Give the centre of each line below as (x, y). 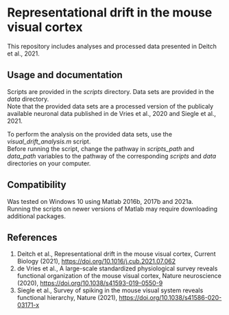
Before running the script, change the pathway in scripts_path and (101, 148)
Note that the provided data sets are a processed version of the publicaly (110, 106)
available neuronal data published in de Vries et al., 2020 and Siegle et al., (112, 113)
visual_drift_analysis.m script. (49, 141)
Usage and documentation (65, 75)
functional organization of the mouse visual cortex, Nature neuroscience (119, 276)
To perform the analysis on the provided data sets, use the (90, 134)
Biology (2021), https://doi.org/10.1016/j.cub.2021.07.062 (96, 261)
